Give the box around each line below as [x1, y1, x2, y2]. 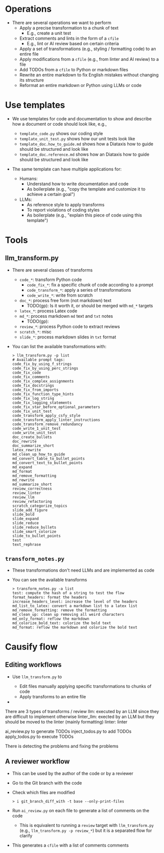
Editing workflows [5, 660, 62, 669]
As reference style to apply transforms [26, 201, 105, 207]
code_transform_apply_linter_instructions [12, 417, 100, 422]
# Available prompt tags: [12, 357, 65, 362]
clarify [19, 832, 33, 838]
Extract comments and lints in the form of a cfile [19, 35, 119, 41]
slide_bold [12, 512, 35, 517]
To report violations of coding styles [26, 207, 100, 213]
